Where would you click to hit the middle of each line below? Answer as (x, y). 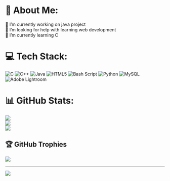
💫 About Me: (32, 10)
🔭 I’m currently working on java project (46, 24)
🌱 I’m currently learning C (32, 35)
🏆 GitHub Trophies (36, 144)
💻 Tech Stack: (36, 56)
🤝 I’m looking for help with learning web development (61, 29)
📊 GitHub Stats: (40, 101)
